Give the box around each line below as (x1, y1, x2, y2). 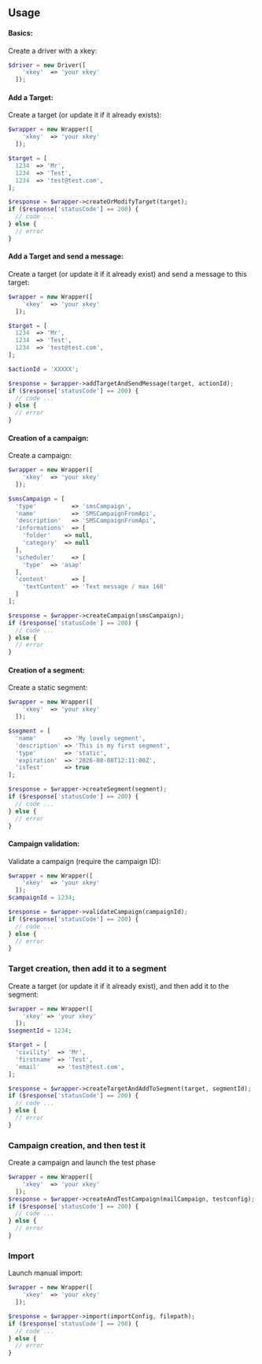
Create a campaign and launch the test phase (8, 1158, 156, 1168)
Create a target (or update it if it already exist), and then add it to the (8, 981, 230, 990)
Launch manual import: (8, 1269, 83, 1278)
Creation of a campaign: (8, 433, 89, 442)
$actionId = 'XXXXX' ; (8, 365, 79, 373)
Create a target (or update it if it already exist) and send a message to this (8, 269, 248, 278)
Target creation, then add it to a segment (8, 963, 167, 975)
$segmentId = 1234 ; (8, 1027, 72, 1035)
